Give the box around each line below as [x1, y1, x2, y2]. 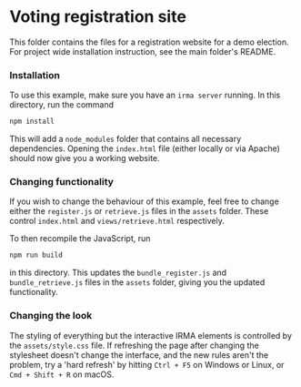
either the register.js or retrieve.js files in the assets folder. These [9, 206, 269, 217]
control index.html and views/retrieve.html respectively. [9, 216, 225, 227]
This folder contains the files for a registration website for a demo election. [9, 36, 289, 47]
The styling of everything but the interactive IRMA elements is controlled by [9, 330, 293, 341]
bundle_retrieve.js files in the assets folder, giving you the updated [9, 277, 266, 288]
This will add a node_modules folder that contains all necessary [9, 134, 242, 145]
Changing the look [9, 310, 93, 322]
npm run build [9, 250, 64, 260]
